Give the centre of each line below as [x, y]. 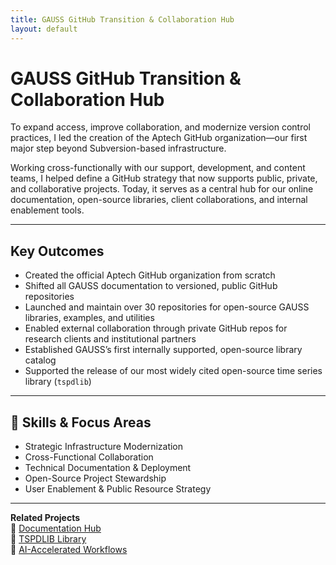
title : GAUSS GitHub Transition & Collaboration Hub [122, 19]
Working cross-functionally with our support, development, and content [158, 168]
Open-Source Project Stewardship [95, 478]
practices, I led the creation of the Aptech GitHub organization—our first [159, 138]
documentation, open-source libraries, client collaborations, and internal [159, 200]
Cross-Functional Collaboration [89, 457]
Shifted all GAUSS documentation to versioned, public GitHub [151, 286]
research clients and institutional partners [110, 339]
